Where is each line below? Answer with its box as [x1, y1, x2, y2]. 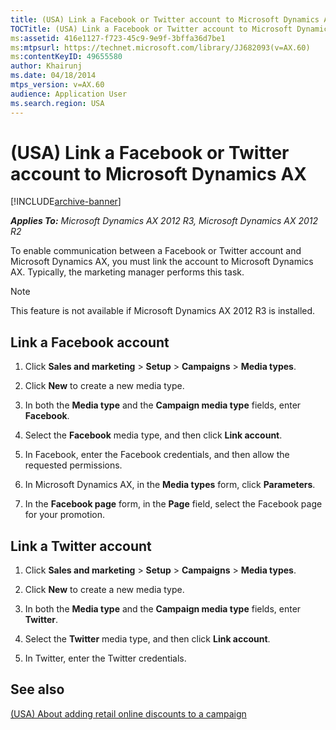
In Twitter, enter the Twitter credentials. [24, 652, 187, 665]
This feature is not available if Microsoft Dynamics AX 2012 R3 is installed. [10, 305, 316, 317]
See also [10, 681, 65, 698]
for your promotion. [24, 509, 105, 521]
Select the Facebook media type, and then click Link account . [24, 429, 283, 441]
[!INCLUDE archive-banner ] [10, 196, 122, 208]
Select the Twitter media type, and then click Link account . [24, 633, 271, 645]
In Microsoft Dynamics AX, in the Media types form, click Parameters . [24, 479, 316, 491]
